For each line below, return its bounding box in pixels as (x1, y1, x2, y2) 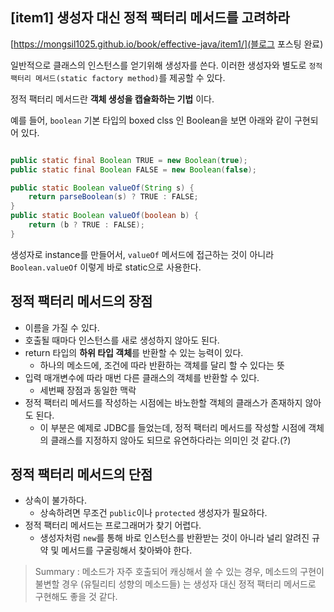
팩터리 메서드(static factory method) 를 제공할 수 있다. (10, 71, 226, 83)
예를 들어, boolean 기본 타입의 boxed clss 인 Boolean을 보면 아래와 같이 (10, 114, 292, 126)
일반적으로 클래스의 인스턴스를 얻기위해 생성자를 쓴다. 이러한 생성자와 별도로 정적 (10, 59, 323, 71)
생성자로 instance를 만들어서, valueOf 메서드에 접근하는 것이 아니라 (10, 248, 275, 260)
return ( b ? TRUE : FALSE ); (28, 220, 145, 230)
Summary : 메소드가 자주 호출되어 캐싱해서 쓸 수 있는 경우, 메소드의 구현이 (34, 566, 325, 578)
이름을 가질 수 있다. (24, 321, 100, 333)
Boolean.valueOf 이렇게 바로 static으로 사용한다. (10, 261, 202, 273)
